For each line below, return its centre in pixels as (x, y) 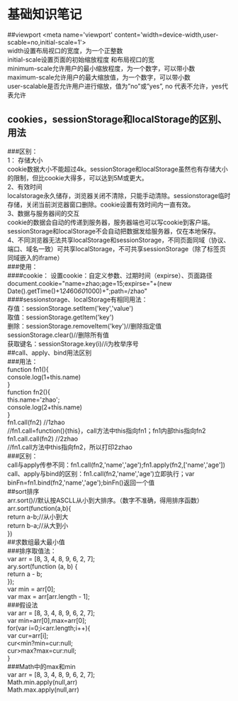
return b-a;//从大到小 (38, 525)
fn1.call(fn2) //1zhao (36, 422)
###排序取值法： (32, 551)
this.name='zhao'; (34, 399)
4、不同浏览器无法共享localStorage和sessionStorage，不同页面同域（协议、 (119, 240)
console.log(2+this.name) (45, 407)
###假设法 (23, 605)
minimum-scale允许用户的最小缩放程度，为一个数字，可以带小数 (101, 68)
